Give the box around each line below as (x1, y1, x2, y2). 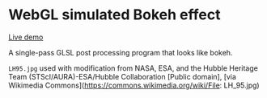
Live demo (8, 32, 44, 42)
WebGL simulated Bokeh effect (8, 6, 221, 24)
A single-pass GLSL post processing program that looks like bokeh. (8, 47, 233, 57)
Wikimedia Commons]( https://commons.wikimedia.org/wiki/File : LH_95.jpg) (8, 80, 261, 90)
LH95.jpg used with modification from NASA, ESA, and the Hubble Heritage (8, 63, 259, 73)
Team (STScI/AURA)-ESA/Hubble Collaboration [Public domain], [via (8, 71, 237, 81)
